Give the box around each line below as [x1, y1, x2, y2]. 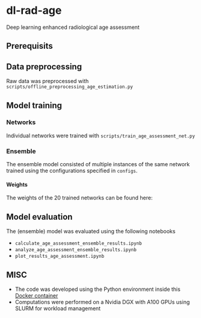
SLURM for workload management [14, 305, 101, 312]
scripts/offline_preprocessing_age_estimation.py [6, 84, 134, 90]
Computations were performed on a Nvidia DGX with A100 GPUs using [14, 298, 190, 305]
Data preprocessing [6, 61, 82, 72]
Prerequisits [6, 41, 53, 51]
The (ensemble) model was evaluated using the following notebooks [6, 228, 176, 235]
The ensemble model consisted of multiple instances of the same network [6, 161, 190, 168]
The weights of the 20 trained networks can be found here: [6, 194, 153, 202]
